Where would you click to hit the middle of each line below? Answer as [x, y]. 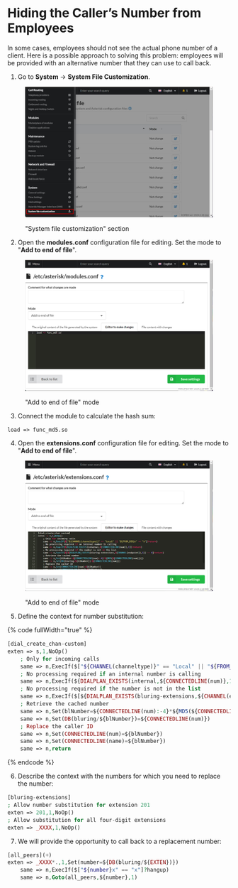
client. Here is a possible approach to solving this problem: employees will [115, 55]
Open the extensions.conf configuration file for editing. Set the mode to [123, 443]
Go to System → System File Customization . [84, 77]
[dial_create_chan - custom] [47, 644]
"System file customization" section [77, 229]
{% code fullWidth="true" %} [50, 630]
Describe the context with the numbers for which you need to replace [119, 776]
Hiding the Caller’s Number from [104, 13]
